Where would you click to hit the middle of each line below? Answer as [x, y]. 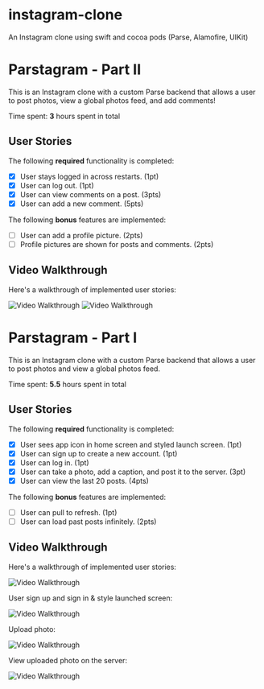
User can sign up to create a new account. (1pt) [99, 453]
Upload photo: [32, 629]
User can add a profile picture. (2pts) [81, 235]
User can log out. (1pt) [57, 185]
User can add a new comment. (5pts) [82, 204]
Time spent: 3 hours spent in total [64, 116]
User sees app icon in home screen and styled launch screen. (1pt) [131, 444]
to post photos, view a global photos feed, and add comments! [112, 100]
